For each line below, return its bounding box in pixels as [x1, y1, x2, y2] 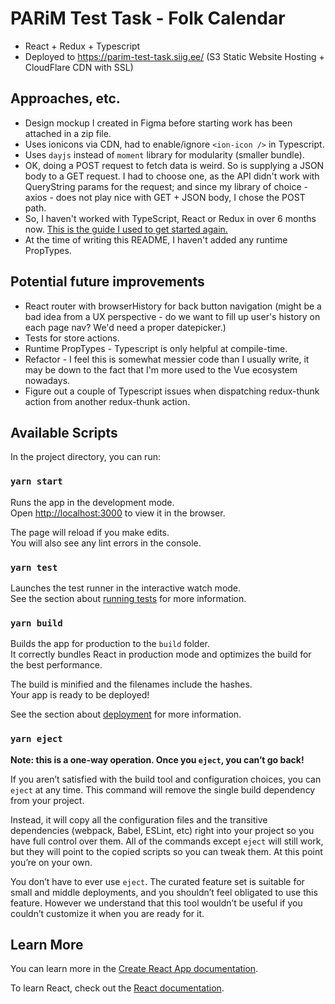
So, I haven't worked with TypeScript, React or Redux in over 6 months [24, 212, 317, 224]
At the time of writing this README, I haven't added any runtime [24, 233, 288, 246]
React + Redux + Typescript [24, 40, 141, 52]
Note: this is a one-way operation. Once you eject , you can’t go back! [10, 753, 305, 766]
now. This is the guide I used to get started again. [24, 223, 228, 235]
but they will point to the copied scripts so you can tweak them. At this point [10, 845, 323, 857]
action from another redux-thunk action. [24, 395, 191, 407]
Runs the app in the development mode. [10, 496, 175, 508]
